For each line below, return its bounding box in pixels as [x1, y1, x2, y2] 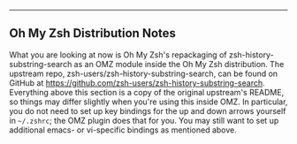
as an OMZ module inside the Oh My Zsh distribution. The [73, 58, 285, 69]
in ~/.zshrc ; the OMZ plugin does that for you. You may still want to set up [9, 115, 279, 125]
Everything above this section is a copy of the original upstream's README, [9, 87, 285, 97]
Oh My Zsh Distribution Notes [9, 26, 177, 41]
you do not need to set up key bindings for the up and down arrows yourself [9, 105, 286, 116]
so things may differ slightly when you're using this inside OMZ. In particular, [9, 96, 288, 107]
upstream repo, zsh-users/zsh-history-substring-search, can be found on [9, 68, 278, 79]
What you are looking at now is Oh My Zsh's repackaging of [9, 49, 227, 60]
